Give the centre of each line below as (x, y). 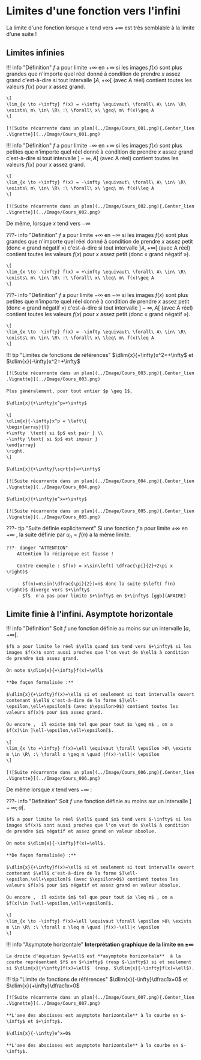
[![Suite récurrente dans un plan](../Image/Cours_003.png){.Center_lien (100, 373)
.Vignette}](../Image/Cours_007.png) (53, 1004)
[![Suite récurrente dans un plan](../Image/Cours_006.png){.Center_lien (100, 773)
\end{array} (21, 445)
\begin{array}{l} (28, 427)
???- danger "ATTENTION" (37, 548)
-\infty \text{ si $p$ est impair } (52, 439)
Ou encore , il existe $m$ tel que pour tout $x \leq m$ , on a (89, 897)
